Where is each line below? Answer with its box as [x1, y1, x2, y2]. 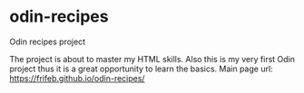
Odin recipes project [9, 36, 86, 47]
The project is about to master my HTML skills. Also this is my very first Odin [9, 53, 296, 64]
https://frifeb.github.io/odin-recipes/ [9, 72, 145, 83]
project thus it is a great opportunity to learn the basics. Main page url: [9, 63, 274, 74]
